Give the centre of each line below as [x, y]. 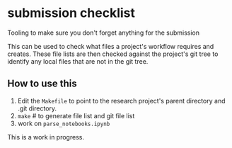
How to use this [42, 84]
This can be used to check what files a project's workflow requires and [111, 46]
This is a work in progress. [46, 137]
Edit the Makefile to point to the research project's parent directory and [121, 101]
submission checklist [71, 13]
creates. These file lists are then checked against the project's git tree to [113, 54]
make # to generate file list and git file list [76, 115]
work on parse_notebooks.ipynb [64, 123]
